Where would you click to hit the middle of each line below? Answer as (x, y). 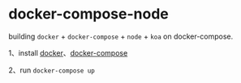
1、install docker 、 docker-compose (68, 52)
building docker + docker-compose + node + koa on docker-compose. (121, 36)
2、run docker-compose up (52, 70)
